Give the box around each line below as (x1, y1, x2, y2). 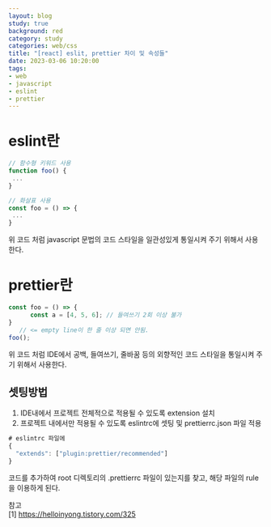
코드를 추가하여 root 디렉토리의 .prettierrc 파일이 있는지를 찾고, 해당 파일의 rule (8, 473, 259, 482)
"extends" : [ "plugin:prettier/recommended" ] (15, 450, 168, 458)
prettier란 (8, 276, 73, 295)
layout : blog (8, 11, 53, 20)
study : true (8, 19, 49, 28)
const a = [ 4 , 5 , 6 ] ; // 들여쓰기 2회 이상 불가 (29, 311, 182, 319)
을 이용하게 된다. (8, 482, 61, 492)
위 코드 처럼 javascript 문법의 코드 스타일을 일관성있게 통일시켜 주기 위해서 (8, 235, 244, 244)
